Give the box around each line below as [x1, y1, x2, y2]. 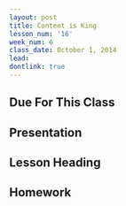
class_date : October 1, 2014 [9, 46, 117, 55]
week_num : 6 [9, 37, 53, 47]
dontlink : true [9, 63, 66, 72]
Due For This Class [9, 95, 115, 111]
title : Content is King [9, 21, 98, 30]
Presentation [9, 125, 83, 140]
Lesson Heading [9, 156, 101, 171]
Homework [9, 185, 72, 200]
